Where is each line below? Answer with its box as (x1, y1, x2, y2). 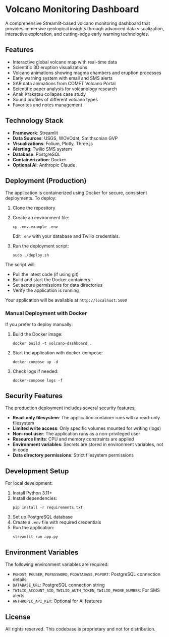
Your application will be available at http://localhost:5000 (5, 297, 127, 303)
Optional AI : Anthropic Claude (12, 162, 76, 168)
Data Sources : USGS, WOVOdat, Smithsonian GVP (12, 135, 118, 141)
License (5, 612, 31, 621)
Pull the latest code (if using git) (12, 271, 79, 278)
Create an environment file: (12, 215, 70, 221)
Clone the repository (12, 205, 55, 211)
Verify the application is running (12, 287, 79, 293)
